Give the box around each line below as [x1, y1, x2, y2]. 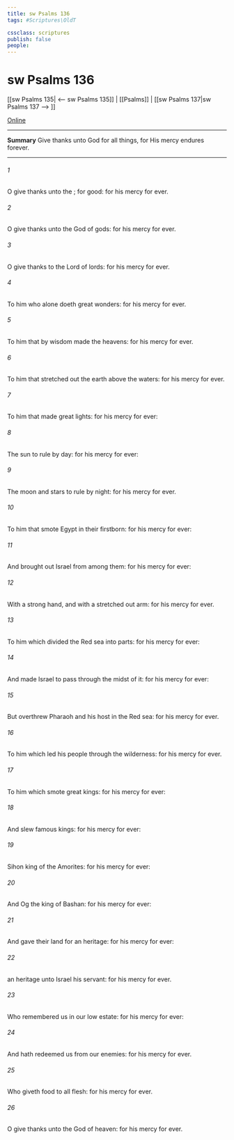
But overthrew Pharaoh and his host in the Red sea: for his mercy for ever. [7, 713, 219, 721]
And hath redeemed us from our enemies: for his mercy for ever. [7, 1050, 192, 1058]
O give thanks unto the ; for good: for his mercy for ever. [7, 187, 169, 196]
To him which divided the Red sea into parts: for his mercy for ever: [7, 638, 200, 646]
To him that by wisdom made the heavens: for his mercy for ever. [7, 338, 194, 346]
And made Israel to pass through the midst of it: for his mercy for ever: [7, 674, 209, 683]
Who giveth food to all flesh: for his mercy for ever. [7, 1087, 153, 1096]
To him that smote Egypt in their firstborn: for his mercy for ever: [7, 525, 192, 533]
